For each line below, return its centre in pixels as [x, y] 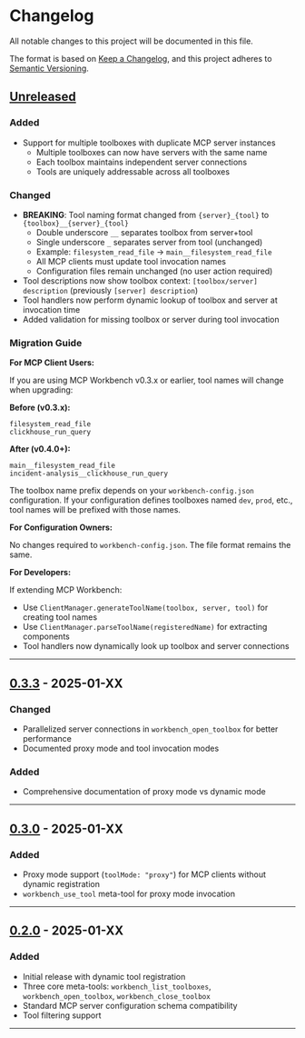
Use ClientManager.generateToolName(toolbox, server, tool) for [145, 608]
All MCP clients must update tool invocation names [131, 261]
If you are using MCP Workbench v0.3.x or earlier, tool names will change [147, 380]
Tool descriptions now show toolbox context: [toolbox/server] [140, 280]
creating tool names [60, 617]
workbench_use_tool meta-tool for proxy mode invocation [129, 893]
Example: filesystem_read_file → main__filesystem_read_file [154, 252]
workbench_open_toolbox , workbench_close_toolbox [116, 995]
